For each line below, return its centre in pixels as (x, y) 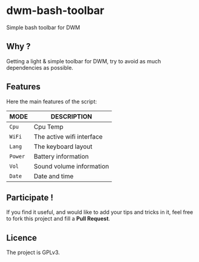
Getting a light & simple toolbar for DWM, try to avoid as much (84, 61)
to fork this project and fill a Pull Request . (58, 219)
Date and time (54, 176)
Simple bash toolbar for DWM (43, 27)
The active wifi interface (68, 136)
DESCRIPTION (71, 116)
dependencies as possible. (40, 67)
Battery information (61, 156)
